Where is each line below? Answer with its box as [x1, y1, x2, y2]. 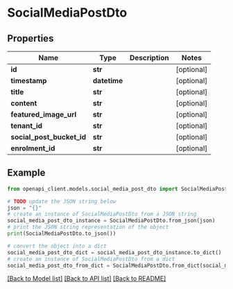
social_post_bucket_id [10, 132, 87, 141]
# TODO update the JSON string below [7, 198, 116, 205]
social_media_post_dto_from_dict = [7, 262, 110, 269]
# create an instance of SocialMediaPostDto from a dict [7, 255, 175, 263]
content [10, 98, 37, 108]
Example [7, 167, 46, 179]
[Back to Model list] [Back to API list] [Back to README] [7, 274, 166, 283]
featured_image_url [10, 110, 77, 119]
